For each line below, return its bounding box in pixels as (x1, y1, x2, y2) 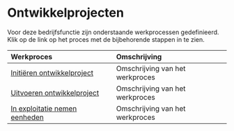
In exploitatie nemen (10, 103, 77, 113)
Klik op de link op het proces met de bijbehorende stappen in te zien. (7, 35, 205, 43)
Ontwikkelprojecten (7, 5, 124, 21)
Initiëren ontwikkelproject (10, 68, 94, 77)
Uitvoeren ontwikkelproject (10, 88, 100, 98)
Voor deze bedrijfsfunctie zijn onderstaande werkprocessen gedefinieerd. (7, 28, 219, 36)
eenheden (10, 112, 44, 122)
